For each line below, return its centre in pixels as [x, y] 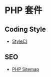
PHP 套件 [23, 10]
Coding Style [25, 29]
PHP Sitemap [25, 69]
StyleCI [19, 41]
